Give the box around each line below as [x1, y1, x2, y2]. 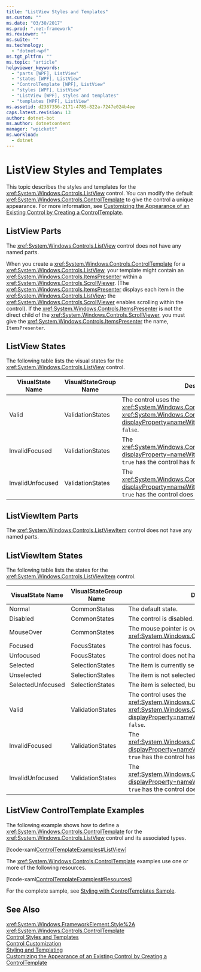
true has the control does [121, 491, 193, 499]
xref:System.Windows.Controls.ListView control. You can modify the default [6, 189, 193, 197]
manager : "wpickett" [6, 126, 58, 132]
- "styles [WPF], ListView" [11, 87, 82, 93]
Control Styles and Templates [6, 933, 79, 941]
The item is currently [128, 661, 187, 669]
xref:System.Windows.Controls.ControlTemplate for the [6, 828, 142, 835]
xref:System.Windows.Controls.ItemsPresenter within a [6, 273, 142, 280]
